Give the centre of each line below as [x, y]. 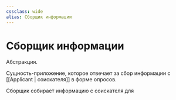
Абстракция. [22, 62]
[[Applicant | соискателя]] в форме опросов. [61, 80]
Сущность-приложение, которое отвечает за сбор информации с [89, 73]
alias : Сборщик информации [39, 17]
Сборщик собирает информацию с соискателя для [70, 91]
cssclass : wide [25, 11]
